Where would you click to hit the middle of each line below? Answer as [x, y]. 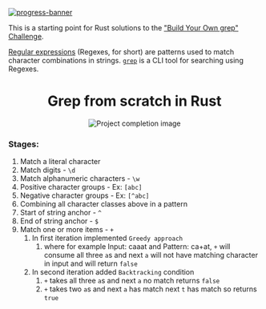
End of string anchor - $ [59, 221]
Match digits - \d [48, 170]
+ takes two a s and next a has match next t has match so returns [151, 289]
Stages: [24, 144]
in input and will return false [91, 263]
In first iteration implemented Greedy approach [107, 238]
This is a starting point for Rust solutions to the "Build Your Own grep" [123, 28]
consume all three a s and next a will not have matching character [151, 255]
